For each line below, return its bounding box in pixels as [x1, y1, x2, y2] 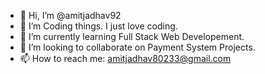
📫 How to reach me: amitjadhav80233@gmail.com [19, 53, 232, 64]
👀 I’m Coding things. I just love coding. [19, 20, 178, 32]
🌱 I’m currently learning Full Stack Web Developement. [19, 31, 245, 42]
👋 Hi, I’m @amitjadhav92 [19, 10, 122, 21]
